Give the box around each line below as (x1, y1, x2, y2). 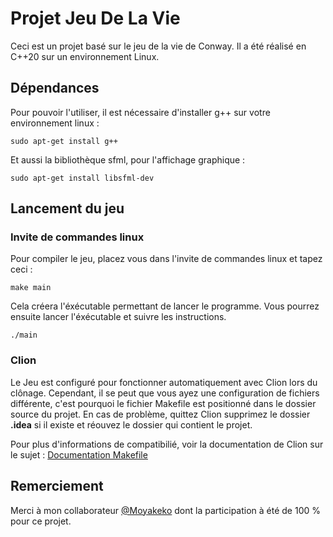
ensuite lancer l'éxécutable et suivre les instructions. (10, 311, 227, 323)
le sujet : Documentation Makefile (10, 448, 148, 461)
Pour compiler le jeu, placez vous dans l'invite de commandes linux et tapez (10, 253, 323, 265)
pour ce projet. (10, 515, 72, 527)
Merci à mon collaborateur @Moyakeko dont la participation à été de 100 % (10, 504, 321, 516)
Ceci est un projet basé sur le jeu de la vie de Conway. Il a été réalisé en (10, 40, 307, 52)
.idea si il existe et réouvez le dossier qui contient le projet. (10, 418, 253, 431)
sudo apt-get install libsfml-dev (10, 173, 155, 183)
